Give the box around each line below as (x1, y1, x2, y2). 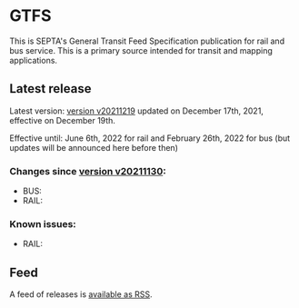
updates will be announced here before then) (9, 142, 179, 153)
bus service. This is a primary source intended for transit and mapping (9, 45, 273, 55)
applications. (9, 55, 57, 65)
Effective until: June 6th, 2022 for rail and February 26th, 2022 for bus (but (9, 133, 291, 144)
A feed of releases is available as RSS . (9, 289, 153, 300)
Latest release (9, 81, 92, 96)
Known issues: (9, 217, 77, 230)
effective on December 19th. (9, 114, 116, 125)
